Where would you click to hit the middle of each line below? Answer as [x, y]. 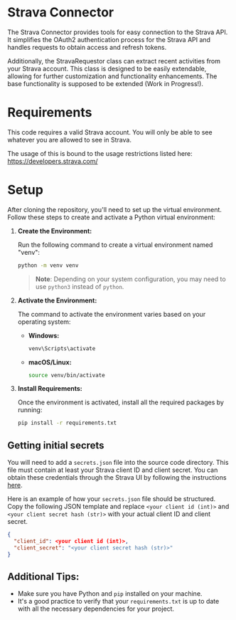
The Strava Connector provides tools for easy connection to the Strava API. [118, 32]
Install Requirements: [50, 389]
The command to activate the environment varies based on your [112, 314]
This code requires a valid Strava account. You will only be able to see [110, 132]
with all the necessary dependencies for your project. [96, 609]
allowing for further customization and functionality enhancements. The [112, 76]
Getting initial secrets [56, 445]
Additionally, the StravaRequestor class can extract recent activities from [114, 61]
